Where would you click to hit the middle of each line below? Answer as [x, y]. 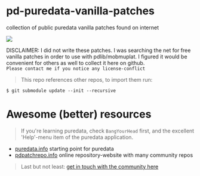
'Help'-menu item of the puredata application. [77, 137]
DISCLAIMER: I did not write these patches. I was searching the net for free [99, 50]
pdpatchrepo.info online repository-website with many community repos [104, 155]
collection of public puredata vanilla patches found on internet [83, 27]
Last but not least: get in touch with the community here [90, 166]
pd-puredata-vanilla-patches [81, 11]
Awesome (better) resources [79, 114]
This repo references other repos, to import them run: [87, 79]
